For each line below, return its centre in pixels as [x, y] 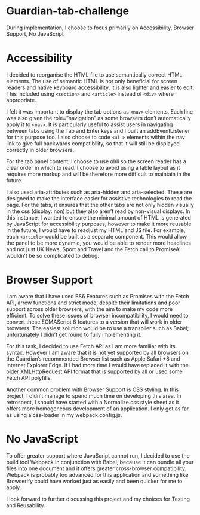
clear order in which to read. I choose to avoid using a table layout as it [93, 167]
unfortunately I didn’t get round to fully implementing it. [74, 334]
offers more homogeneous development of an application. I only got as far [98, 409]
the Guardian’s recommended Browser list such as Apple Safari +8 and [93, 359]
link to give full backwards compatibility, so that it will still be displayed [93, 143]
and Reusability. [26, 505]
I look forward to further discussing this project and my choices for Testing [98, 499]
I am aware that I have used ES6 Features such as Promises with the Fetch [98, 296]
